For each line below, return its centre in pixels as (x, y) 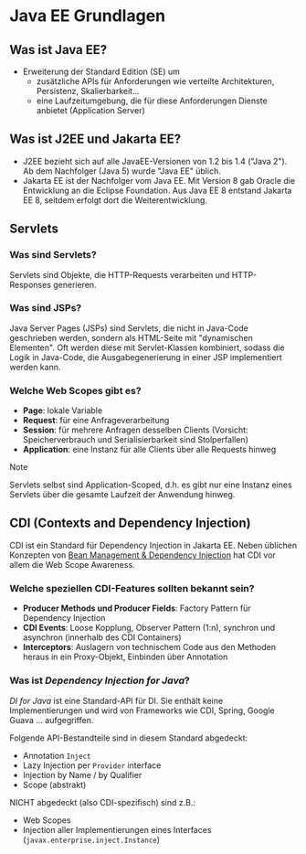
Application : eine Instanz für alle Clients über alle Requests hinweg (149, 450)
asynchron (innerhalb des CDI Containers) (102, 637)
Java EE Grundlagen (88, 16)
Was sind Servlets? (53, 255)
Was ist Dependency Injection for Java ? (100, 680)
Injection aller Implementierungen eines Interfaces (117, 829)
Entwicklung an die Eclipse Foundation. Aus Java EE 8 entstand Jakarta (157, 190)
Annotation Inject (57, 755)
